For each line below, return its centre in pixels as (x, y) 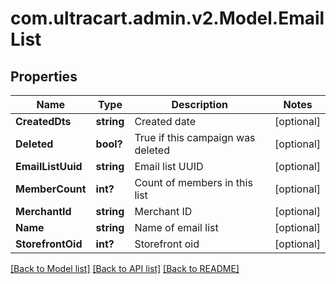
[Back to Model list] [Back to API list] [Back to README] (125, 268)
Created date (165, 121)
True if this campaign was (195, 137)
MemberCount (51, 189)
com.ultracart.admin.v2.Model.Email (167, 18)
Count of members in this (193, 182)
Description (199, 104)
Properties (44, 76)
